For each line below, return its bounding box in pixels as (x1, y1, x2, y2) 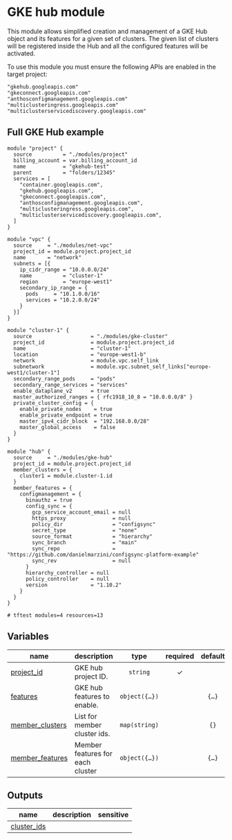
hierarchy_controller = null (25, 569, 110, 576)
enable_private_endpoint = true (19, 412, 113, 419)
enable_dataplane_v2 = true (13, 387, 110, 394)
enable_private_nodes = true (19, 405, 113, 412)
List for (74, 711, 97, 721)
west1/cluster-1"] (7, 369, 60, 376)
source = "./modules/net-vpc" (13, 242, 113, 249)
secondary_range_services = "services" (13, 381, 128, 388)
